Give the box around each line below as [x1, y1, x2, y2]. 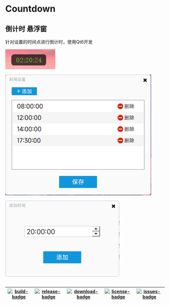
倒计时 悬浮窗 [5, 24, 47, 33]
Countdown [5, 3, 56, 15]
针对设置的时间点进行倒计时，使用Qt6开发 [5, 39, 93, 45]
